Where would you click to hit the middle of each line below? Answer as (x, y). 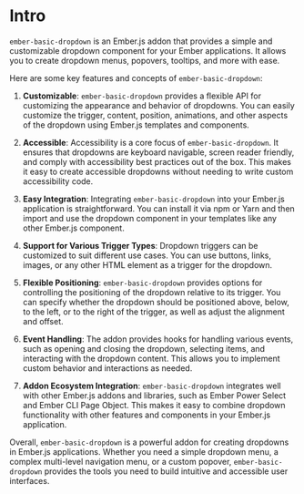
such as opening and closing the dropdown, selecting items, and (144, 348)
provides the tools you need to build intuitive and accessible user (166, 471)
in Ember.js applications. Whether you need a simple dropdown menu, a (144, 451)
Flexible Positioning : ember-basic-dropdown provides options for (142, 283)
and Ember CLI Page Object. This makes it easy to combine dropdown (154, 405)
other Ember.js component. (73, 228)
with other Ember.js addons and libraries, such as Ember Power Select (154, 395)
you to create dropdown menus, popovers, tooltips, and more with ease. (145, 60)
